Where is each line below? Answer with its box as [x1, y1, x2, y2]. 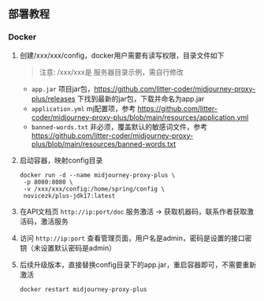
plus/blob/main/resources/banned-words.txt [31, 139, 176, 148]
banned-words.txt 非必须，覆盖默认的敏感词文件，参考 [31, 121, 208, 132]
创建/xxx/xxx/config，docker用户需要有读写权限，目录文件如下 [19, 50, 225, 60]
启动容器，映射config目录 [19, 155, 103, 165]
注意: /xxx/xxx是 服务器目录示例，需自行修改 [39, 67, 184, 76]
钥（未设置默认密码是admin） [19, 243, 117, 252]
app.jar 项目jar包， [31, 84, 95, 93]
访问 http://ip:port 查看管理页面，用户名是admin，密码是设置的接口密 [19, 233, 252, 243]
